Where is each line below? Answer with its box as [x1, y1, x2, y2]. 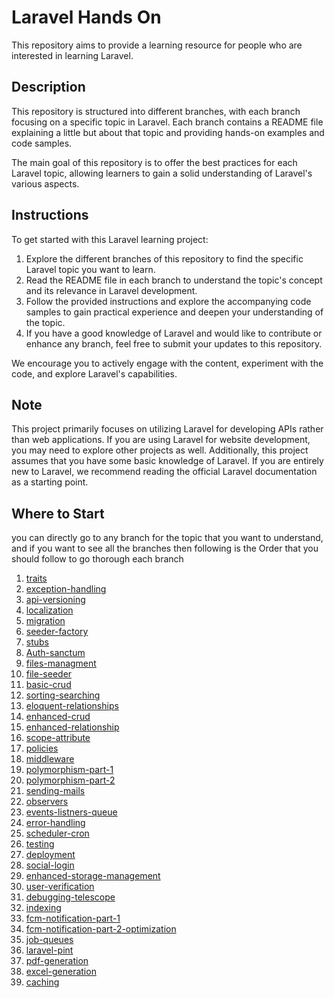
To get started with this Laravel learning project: [11, 233, 209, 245]
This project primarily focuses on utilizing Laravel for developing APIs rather [11, 423, 324, 435]
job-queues [25, 934, 74, 946]
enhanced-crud [25, 711, 91, 723]
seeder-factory [25, 626, 89, 638]
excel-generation [25, 966, 97, 978]
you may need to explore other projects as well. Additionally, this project [11, 444, 309, 456]
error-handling [25, 817, 86, 829]
